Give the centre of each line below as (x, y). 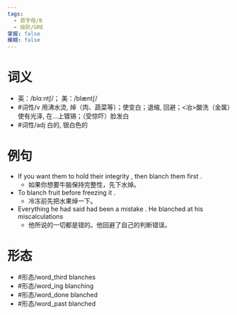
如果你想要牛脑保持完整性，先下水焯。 (84, 184)
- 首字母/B (28, 21)
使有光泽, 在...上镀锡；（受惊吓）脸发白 (73, 116)
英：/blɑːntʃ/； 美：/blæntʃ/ (57, 98)
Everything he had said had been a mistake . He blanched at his (110, 209)
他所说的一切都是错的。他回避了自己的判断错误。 (99, 225)
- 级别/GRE (29, 27)
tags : (15, 14)
